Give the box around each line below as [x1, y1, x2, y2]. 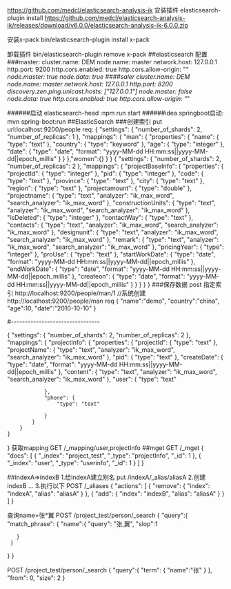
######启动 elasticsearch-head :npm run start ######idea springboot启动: [7, 109, 224, 117]
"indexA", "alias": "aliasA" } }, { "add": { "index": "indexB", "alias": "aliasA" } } [7, 489, 225, 498]
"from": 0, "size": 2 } [7, 574, 66, 582]
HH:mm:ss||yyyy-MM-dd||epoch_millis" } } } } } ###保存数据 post [16, 281, 202, 288]
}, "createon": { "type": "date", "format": [72, 272, 185, 280]
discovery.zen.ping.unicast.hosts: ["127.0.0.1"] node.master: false [7, 87, 193, 95]
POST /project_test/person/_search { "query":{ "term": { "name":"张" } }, [7, 566, 212, 574]
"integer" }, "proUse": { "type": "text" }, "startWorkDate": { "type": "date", [7, 250, 216, 258]
